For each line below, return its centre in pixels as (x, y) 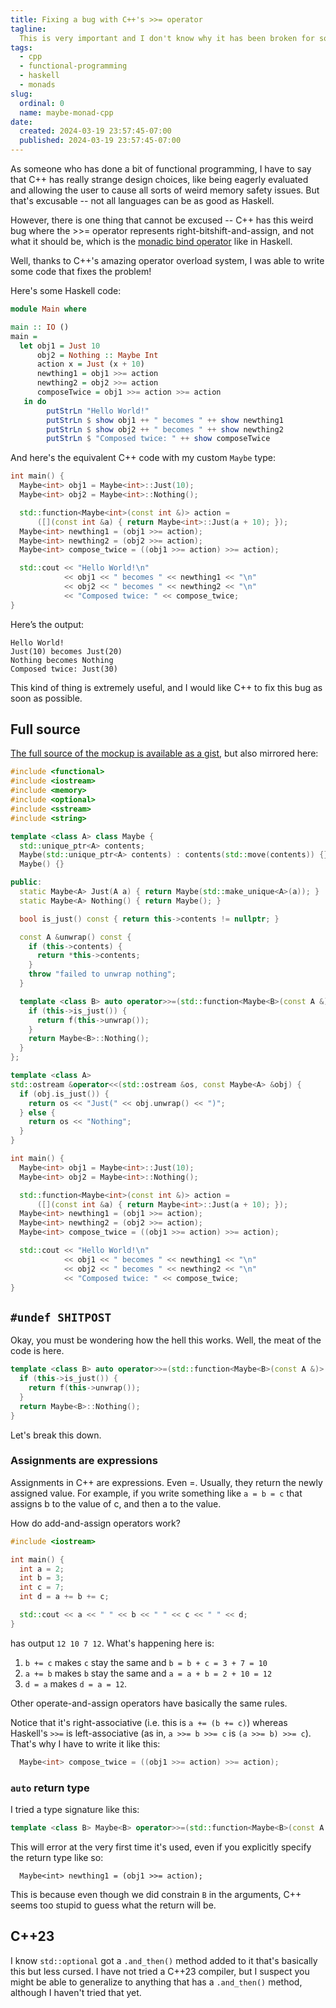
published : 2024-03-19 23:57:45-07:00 (100, 141)
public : (26, 882)
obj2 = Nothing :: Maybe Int (97, 355)
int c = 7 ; (42, 1587)
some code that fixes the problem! (81, 271)
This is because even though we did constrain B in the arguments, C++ (156, 1894)
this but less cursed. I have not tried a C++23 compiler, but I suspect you (160, 1971)
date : (21, 122)
